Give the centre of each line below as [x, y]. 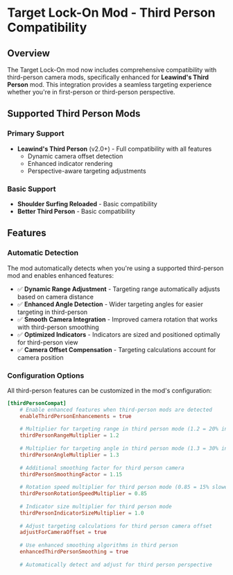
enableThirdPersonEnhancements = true [76, 416]
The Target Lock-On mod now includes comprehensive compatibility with [112, 70]
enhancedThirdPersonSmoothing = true [74, 552]
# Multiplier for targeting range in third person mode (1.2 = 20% [119, 429]
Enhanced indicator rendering [70, 163]
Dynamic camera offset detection [75, 156]
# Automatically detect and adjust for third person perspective [116, 565]
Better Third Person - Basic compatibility [76, 211]
